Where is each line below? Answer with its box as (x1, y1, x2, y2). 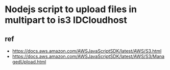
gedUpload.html (12, 59, 46, 64)
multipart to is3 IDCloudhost (5, 14, 127, 26)
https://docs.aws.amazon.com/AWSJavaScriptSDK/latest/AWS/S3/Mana (12, 53, 164, 59)
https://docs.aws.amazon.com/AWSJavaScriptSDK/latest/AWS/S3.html (12, 48, 162, 54)
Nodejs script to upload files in (5, 4, 137, 15)
